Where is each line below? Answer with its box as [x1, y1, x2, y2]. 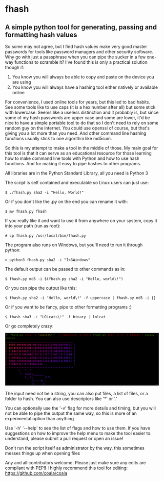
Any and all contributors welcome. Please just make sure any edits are [5, 460, 146, 466]
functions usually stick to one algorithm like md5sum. [5, 136, 112, 141]
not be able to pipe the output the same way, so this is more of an [5, 410, 137, 416]
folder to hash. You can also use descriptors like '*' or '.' [5, 396, 118, 402]
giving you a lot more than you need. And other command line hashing [5, 130, 146, 136]
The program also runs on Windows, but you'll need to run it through [5, 242, 143, 248]
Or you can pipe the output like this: [5, 285, 77, 291]
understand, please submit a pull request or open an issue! [5, 435, 123, 442]
